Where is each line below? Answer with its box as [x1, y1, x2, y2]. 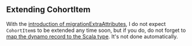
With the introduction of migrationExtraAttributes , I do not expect [6, 20, 166, 27]
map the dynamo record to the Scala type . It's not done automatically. [6, 32, 178, 40]
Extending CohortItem [6, 5, 91, 15]
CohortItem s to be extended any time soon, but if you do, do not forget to [6, 27, 187, 34]
